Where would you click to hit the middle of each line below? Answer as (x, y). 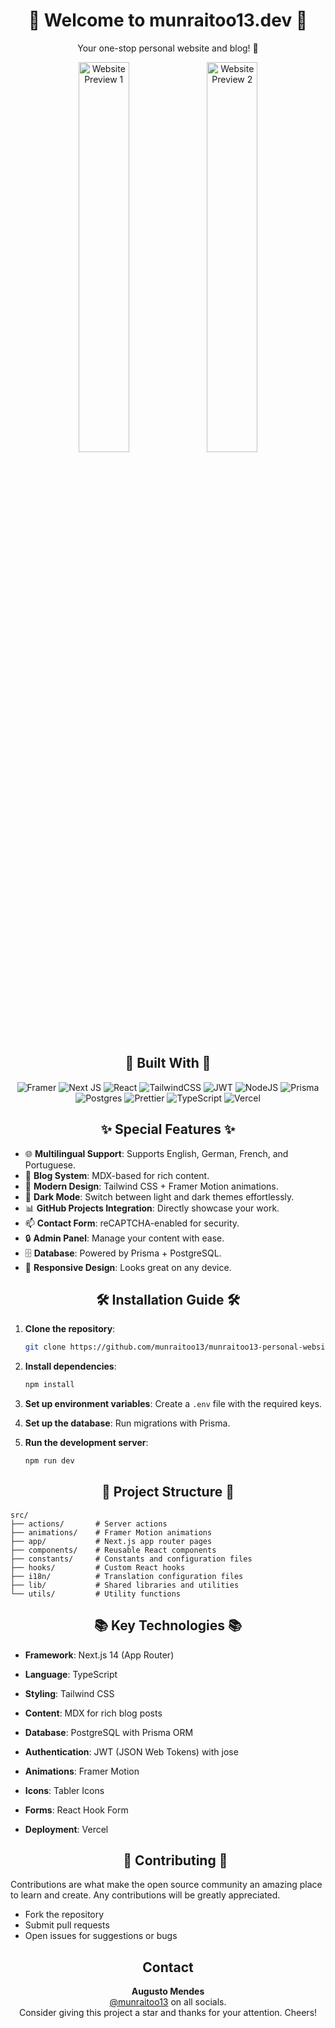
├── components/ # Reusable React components (113, 1550)
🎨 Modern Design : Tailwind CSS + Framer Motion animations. (151, 1186)
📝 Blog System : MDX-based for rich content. (117, 1175)
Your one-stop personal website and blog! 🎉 (168, 48)
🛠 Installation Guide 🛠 (168, 1299)
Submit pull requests (67, 1925)
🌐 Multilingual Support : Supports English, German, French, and (156, 1153)
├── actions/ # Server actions (89, 1524)
